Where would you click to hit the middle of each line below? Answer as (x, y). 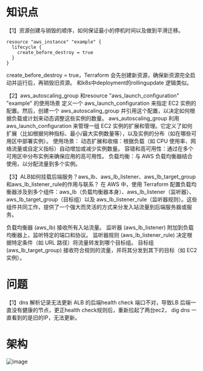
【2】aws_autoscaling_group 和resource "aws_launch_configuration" (93, 95)
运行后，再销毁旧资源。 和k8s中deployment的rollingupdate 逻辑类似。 (104, 82)
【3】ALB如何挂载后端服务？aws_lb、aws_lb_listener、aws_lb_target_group (101, 176)
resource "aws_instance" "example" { (54, 42)
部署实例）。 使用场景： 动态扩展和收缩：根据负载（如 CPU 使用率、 (106, 141)
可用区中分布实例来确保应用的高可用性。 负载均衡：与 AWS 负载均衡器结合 (99, 156)
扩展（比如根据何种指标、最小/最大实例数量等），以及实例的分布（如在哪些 (99, 133)
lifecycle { (27, 47)
